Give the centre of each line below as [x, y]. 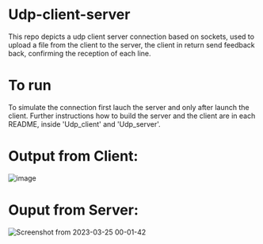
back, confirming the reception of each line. [80, 53]
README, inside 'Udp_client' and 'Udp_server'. [84, 124]
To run [30, 86]
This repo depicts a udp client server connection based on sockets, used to [131, 36]
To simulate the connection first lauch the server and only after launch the [129, 107]
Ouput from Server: [73, 210]
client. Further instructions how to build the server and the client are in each [132, 116]
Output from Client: [73, 156]
